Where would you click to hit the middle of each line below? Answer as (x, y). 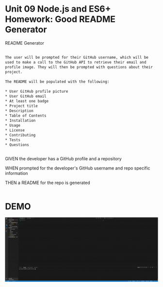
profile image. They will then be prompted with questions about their (79, 67)
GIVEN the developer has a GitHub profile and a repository (64, 158)
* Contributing (20, 135)
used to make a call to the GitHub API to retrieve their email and (76, 62)
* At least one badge (27, 101)
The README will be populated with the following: (57, 82)
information (16, 173)
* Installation (20, 120)
